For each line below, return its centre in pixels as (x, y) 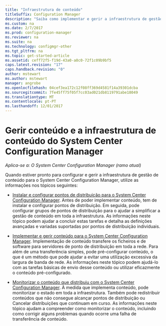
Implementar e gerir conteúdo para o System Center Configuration (80, 236)
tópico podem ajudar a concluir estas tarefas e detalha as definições (82, 221)
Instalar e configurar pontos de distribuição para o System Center (79, 195)
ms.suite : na (19, 42)
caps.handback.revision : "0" (35, 70)
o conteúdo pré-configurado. (42, 273)
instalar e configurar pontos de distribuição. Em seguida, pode (76, 205)
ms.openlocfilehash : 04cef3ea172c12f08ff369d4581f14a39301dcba (72, 88)
